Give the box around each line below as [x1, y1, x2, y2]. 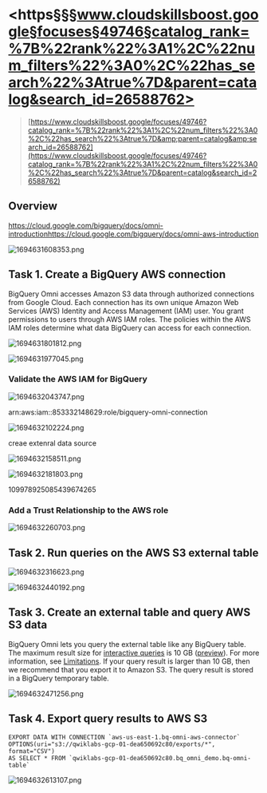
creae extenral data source [8, 438, 97, 448]
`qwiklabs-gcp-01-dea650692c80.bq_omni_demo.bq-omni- [69, 754, 251, 762]
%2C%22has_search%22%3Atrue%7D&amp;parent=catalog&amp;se [27, 133, 257, 143]
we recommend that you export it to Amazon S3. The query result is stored [8, 664, 253, 674]
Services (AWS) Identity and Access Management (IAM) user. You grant [8, 306, 245, 315]
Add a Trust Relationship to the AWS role [8, 505, 169, 516]
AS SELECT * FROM [8, 754, 66, 762]
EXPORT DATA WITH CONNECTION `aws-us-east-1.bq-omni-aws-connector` [8, 733, 241, 741]
